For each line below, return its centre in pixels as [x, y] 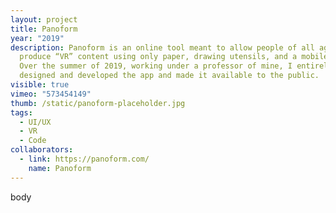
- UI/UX [35, 122]
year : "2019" [37, 38]
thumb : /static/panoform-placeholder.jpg [98, 103]
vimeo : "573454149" [51, 94]
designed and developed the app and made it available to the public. [169, 76]
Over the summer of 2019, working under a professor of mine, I [156, 66]
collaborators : [42, 150]
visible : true [40, 85]
